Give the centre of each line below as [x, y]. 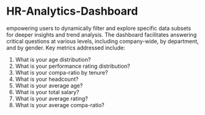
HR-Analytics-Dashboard [72, 11]
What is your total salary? [47, 92]
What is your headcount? [47, 79]
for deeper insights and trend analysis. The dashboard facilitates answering [102, 34]
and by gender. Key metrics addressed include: [66, 48]
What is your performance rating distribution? [73, 66]
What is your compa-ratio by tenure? [61, 72]
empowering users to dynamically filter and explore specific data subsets [99, 28]
